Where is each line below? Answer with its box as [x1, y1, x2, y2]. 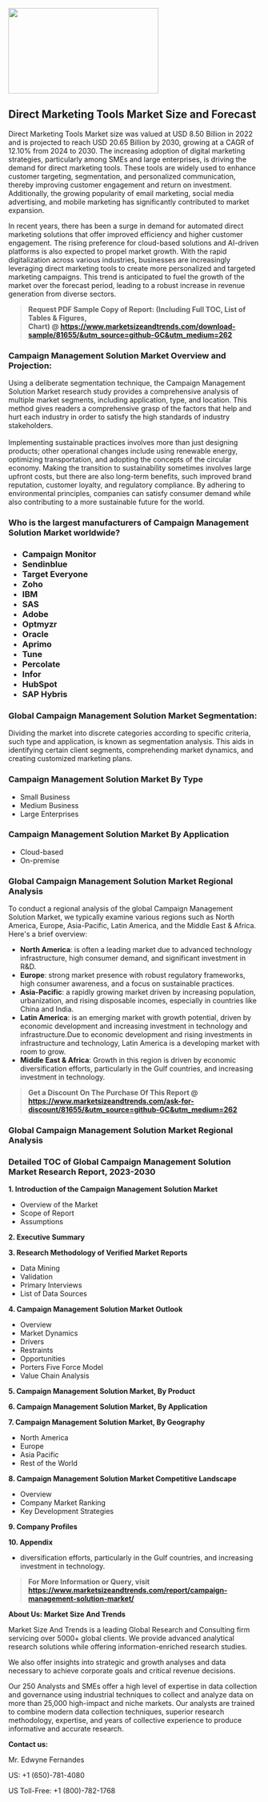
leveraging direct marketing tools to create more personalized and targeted [8, 263, 256, 273]
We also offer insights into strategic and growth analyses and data [8, 1657, 226, 1668]
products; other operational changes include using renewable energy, [8, 446, 238, 456]
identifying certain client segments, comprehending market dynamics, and [8, 745, 254, 755]
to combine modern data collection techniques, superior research [8, 1707, 225, 1716]
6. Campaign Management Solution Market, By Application [8, 1402, 208, 1412]
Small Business [19, 792, 70, 802]
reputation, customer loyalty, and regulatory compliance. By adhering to [8, 480, 246, 490]
